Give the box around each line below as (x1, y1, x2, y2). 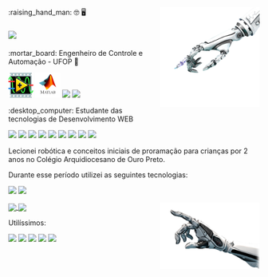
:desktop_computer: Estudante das (8, 106, 123, 116)
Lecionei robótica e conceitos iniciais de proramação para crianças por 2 (8, 146, 249, 156)
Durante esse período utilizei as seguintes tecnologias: (8, 170, 188, 180)
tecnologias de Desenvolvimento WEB (8, 114, 134, 124)
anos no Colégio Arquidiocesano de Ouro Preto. (8, 155, 166, 164)
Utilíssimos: (8, 218, 46, 228)
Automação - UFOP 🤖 (8, 57, 80, 66)
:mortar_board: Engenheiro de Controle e (8, 49, 144, 58)
